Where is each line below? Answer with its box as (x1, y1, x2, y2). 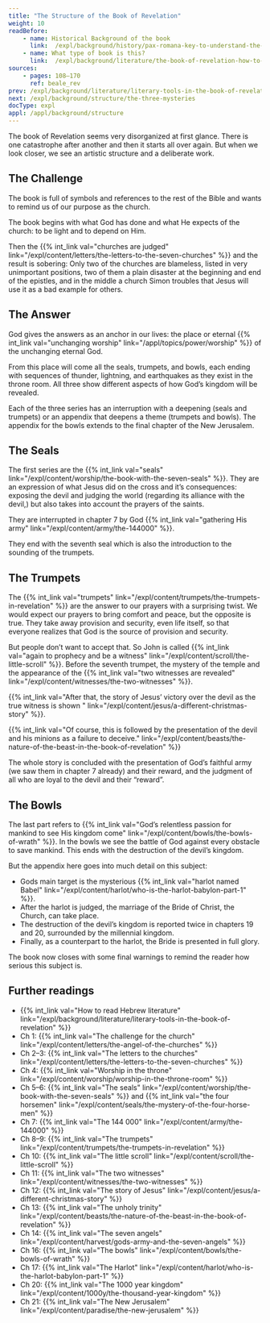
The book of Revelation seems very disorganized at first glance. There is (8, 131, 249, 141)
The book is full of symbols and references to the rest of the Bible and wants (8, 193, 262, 202)
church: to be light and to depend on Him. (8, 226, 146, 235)
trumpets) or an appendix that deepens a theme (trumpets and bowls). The (8, 412, 256, 422)
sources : (8, 64, 38, 73)
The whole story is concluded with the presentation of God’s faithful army (8, 758, 252, 768)
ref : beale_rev (29, 79, 81, 87)
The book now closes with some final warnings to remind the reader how (8, 952, 250, 962)
